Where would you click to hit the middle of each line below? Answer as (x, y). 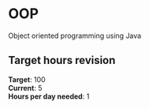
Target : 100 (27, 79)
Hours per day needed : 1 (49, 96)
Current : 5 (25, 88)
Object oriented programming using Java (75, 36)
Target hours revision (62, 60)
